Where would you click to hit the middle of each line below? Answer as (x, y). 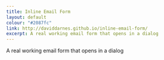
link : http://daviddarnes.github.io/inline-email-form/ (77, 28)
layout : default (26, 17)
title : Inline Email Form (38, 12)
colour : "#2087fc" (29, 23)
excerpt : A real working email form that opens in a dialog (83, 34)
